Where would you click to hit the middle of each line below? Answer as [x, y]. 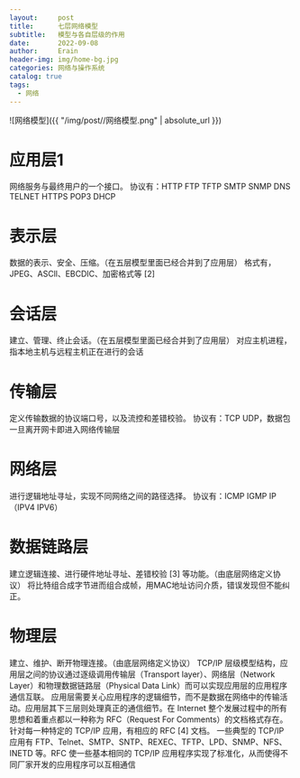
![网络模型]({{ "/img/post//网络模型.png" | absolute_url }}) [116, 120]
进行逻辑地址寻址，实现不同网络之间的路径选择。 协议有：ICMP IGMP [138, 496]
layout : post [42, 18]
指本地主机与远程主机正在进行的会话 [77, 352]
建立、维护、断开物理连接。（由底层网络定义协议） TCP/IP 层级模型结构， [145, 663]
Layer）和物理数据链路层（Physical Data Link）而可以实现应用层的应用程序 [149, 686]
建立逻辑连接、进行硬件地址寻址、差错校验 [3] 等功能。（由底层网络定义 [141, 574]
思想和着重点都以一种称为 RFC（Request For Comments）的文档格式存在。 [149, 719]
